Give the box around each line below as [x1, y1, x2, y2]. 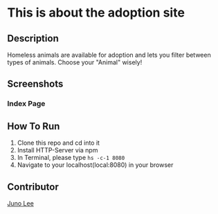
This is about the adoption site [7, 5, 185, 21]
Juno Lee [7, 199, 35, 207]
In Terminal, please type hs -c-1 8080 [17, 154, 125, 162]
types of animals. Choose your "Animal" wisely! [7, 58, 143, 66]
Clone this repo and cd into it [17, 139, 100, 147]
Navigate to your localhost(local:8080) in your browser [17, 161, 174, 169]
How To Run [7, 120, 60, 132]
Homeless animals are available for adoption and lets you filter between [7, 51, 211, 59]
